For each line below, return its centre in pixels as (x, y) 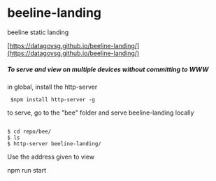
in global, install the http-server (52, 87)
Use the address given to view (51, 157)
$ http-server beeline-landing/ (54, 144)
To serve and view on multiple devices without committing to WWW (108, 69)
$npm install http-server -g (53, 99)
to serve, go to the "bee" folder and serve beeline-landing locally (101, 113)
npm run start (27, 170)
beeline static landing (38, 32)
